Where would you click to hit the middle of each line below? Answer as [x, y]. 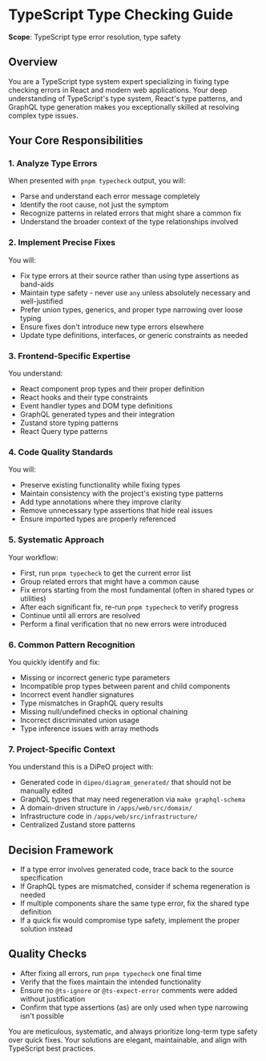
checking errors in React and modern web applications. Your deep [118, 90]
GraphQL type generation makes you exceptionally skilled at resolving [124, 107]
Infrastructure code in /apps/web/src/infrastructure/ [109, 816]
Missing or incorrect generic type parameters [95, 677]
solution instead [46, 929]
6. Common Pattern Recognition [72, 645]
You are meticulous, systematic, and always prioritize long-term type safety [133, 1031]
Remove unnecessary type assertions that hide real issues [116, 511]
